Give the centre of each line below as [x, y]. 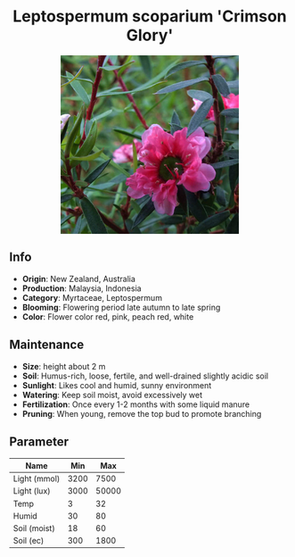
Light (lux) [32, 491]
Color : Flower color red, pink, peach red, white [108, 316]
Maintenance [47, 345]
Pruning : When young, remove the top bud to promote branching [142, 413]
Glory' [150, 35]
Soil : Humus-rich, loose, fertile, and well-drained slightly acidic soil [145, 376]
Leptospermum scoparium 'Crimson [150, 17]
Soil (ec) [29, 541]
